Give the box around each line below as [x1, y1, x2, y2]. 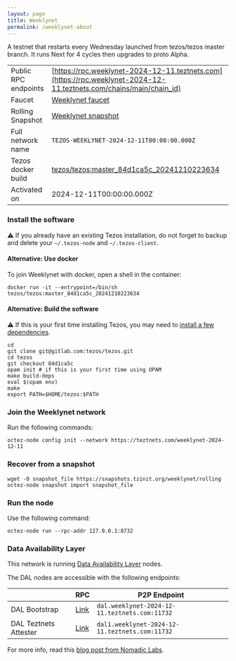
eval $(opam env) [7, 378, 58, 386]
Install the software [7, 215, 75, 225]
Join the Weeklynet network [7, 407, 106, 416]
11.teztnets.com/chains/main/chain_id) [51, 84, 181, 94]
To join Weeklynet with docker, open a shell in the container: [7, 270, 182, 278]
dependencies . [7, 328, 51, 337]
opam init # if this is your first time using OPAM [7, 366, 162, 373]
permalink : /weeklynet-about [7, 23, 93, 30]
